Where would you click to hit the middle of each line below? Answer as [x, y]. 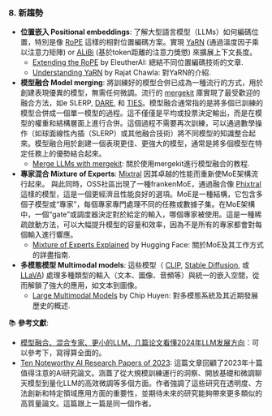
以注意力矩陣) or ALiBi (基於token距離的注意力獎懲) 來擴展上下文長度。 [138, 52]
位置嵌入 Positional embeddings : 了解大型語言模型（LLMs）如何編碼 [136, 32]
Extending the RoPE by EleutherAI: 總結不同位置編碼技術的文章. [138, 62]
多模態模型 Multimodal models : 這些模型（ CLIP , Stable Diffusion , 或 [135, 265]
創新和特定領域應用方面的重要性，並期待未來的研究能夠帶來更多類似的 [145, 393]
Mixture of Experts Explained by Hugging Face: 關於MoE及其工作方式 [148, 245]
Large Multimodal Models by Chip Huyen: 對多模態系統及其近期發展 [145, 296]
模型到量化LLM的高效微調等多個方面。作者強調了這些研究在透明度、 [141, 384]
